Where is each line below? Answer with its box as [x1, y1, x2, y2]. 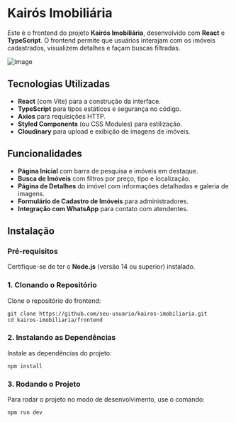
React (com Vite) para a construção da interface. [17, 97, 161, 105]
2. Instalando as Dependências [7, 333, 116, 343]
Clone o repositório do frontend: [7, 296, 101, 305]
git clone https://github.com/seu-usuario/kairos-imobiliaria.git [7, 310, 208, 317]
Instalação [7, 225, 55, 237]
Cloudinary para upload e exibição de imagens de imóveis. [17, 127, 191, 136]
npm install [7, 363, 43, 370]
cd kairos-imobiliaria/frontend [7, 316, 103, 323]
